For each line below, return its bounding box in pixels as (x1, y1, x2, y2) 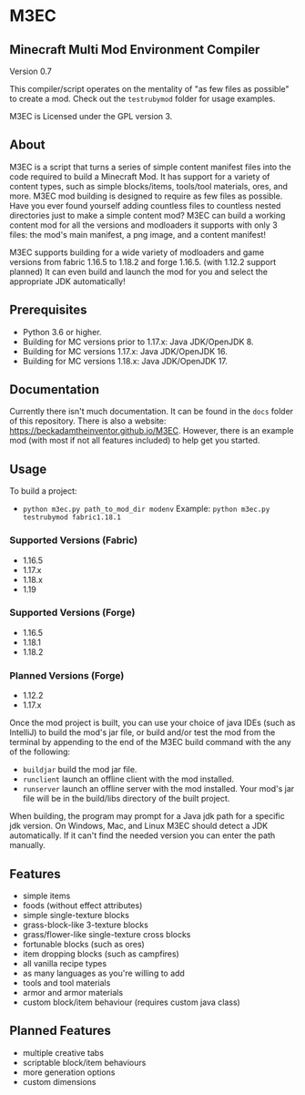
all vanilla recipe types (22, 957, 107, 968)
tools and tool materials (22, 977, 111, 988)
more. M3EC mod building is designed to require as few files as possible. (9, 190, 283, 201)
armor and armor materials (22, 987, 124, 998)
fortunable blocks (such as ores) (22, 938, 146, 949)
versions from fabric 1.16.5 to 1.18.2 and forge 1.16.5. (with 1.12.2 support (9, 256, 277, 267)
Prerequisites (9, 302, 87, 318)
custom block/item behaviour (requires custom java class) (22, 997, 241, 1008)
